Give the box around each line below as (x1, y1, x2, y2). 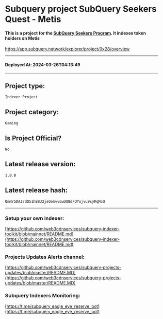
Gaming (5, 121, 18, 126)
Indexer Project (5, 95, 38, 100)
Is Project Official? (5, 134, 62, 142)
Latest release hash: (5, 186, 68, 195)
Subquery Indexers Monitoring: (5, 292, 81, 299)
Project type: (5, 82, 45, 90)
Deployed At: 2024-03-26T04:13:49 (5, 62, 81, 68)
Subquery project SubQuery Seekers (5, 3, 157, 15)
